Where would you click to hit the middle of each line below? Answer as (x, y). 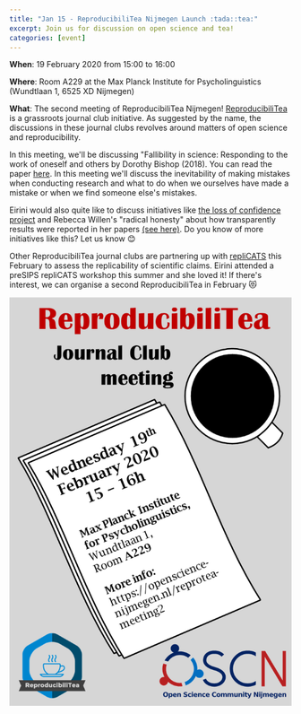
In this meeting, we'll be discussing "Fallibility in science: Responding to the (149, 155)
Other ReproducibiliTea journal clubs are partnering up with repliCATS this (146, 257)
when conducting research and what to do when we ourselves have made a (149, 183)
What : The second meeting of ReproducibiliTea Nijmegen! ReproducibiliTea (149, 109)
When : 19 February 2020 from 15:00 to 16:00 (92, 65)
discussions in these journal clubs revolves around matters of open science (149, 128)
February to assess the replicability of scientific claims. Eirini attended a (142, 266)
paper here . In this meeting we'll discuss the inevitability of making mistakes (150, 174)
